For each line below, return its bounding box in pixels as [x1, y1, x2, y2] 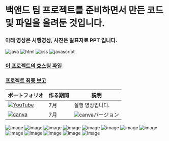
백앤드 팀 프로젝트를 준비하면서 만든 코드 [5, 5, 164, 16]
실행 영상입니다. [74, 101, 110, 108]
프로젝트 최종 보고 [5, 77, 47, 84]
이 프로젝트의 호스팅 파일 [5, 62, 62, 69]
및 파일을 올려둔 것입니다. [5, 17, 105, 29]
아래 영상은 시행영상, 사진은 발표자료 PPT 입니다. [5, 37, 118, 44]
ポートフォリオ [8, 92, 44, 99]
